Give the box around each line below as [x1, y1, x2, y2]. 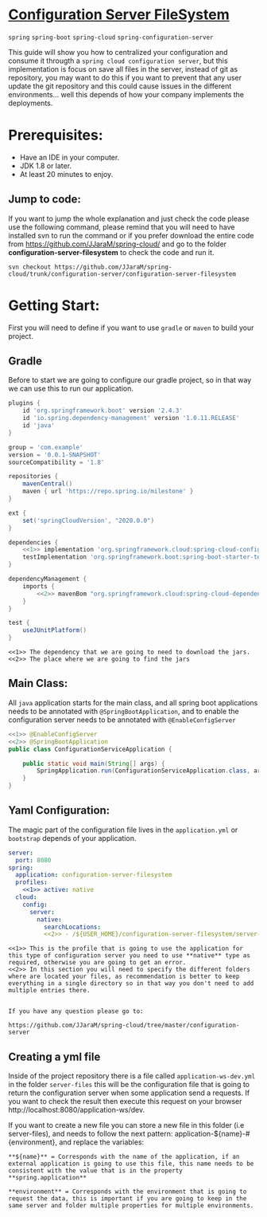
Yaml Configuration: [8, 803, 110, 818]
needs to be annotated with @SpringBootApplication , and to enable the [8, 706, 240, 716]
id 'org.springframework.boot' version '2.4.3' [22, 406, 183, 415]
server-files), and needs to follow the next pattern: [8, 1129, 173, 1139]
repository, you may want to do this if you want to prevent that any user [8, 73, 242, 82]
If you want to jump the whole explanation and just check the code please [8, 214, 250, 223]
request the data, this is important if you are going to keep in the [8, 1195, 247, 1203]
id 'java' [22, 422, 56, 430]
